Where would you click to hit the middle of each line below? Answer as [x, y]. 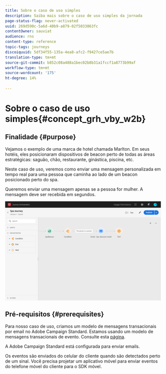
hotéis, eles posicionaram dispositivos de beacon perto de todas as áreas [80, 154]
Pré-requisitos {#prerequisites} [55, 314]
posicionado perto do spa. [32, 179]
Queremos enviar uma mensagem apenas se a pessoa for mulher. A [74, 189]
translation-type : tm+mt [31, 57]
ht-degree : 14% [21, 78]
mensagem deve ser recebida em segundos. [50, 194]
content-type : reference [31, 42]
